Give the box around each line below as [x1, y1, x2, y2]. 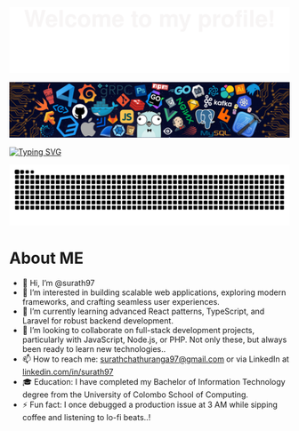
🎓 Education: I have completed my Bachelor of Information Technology [21, 376, 287, 387]
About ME [9, 248, 85, 268]
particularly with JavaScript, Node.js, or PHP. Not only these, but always [21, 334, 287, 345]
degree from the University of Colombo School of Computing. [21, 389, 249, 400]
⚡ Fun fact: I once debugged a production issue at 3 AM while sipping [21, 399, 279, 410]
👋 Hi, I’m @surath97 [21, 277, 95, 288]
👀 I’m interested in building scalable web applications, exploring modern [21, 287, 287, 298]
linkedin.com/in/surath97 [21, 366, 114, 377]
